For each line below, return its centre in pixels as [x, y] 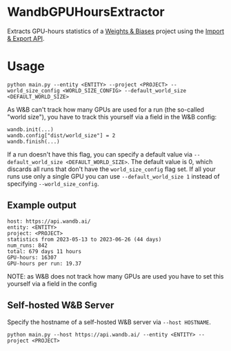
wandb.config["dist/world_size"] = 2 [61, 135]
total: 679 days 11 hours [44, 251]
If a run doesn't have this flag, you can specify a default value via [100, 154]
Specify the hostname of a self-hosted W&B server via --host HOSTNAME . [109, 322]
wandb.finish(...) [33, 141]
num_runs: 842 [28, 245]
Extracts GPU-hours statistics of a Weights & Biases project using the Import [115, 31]
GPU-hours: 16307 [32, 257]
